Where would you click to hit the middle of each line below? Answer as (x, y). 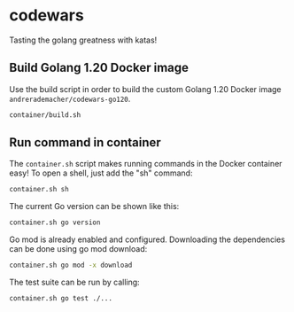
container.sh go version (55, 222)
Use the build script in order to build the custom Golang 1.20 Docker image (145, 89)
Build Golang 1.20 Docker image (99, 68)
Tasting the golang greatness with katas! (83, 40)
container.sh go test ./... (61, 299)
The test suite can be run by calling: (74, 282)
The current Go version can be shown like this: (94, 207)
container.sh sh (39, 190)
